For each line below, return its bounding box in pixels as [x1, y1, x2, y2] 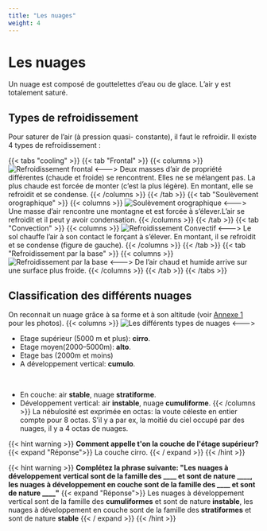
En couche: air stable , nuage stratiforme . [19, 390, 157, 400]
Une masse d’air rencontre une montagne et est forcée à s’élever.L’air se [8, 207, 245, 216]
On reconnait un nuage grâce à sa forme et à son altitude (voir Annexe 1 [8, 310, 244, 320]
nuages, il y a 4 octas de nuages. [19, 424, 129, 433]
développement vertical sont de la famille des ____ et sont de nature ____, [8, 471, 253, 481]
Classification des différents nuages [8, 289, 192, 302]
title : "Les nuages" [8, 11, 77, 20]
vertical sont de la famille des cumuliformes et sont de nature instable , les [8, 497, 253, 506]
